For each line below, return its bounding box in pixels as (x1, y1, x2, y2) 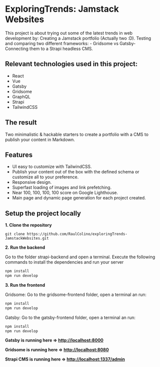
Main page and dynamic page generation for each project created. (12, 195, 146, 201)
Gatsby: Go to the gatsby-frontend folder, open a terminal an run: (5, 315, 136, 320)
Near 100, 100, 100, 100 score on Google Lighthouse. (12, 190, 119, 196)
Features (5, 150, 33, 159)
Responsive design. (12, 179, 52, 185)
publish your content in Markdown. (5, 136, 75, 143)
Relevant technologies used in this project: (5, 60, 138, 68)
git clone (5, 232, 25, 237)
